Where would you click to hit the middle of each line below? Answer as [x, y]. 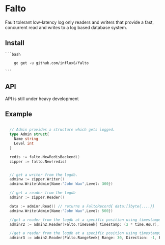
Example [19, 114]
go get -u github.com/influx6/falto [52, 63]
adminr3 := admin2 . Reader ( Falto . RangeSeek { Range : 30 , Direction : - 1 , [83, 238]
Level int [24, 143]
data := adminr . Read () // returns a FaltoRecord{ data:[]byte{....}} [82, 206]
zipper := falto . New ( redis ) [38, 161]
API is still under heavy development [42, 99]
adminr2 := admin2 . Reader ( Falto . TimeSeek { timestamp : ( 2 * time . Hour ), [84, 224]
